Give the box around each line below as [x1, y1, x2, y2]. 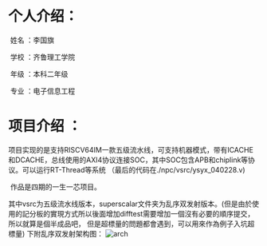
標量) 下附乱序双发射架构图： [8, 228, 104, 238]
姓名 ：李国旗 [10, 35, 54, 45]
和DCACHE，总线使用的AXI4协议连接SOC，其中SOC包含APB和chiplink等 [8, 155, 249, 165]
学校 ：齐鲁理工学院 [10, 52, 76, 61]
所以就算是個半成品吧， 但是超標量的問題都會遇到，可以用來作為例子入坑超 [8, 219, 255, 228]
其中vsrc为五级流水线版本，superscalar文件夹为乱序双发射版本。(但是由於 [8, 199, 253, 208]
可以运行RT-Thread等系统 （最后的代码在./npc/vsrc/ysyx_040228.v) [22, 165, 245, 174]
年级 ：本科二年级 [10, 69, 69, 78]
